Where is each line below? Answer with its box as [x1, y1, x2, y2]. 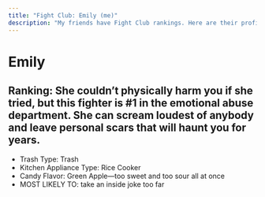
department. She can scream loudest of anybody [8, 109, 254, 122]
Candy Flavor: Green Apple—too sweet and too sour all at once [19, 171, 225, 180]
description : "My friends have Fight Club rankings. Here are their [8, 19, 238, 27]
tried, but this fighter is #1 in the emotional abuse [8, 96, 254, 110]
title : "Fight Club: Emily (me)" [8, 11, 118, 20]
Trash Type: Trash [19, 154, 79, 164]
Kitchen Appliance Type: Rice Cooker [19, 162, 141, 172]
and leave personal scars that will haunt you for [8, 121, 247, 135]
